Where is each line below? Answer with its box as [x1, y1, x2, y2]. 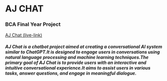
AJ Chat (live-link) [5, 32, 42, 38]
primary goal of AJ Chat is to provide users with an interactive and [5, 59, 147, 65]
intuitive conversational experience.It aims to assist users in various [5, 65, 151, 71]
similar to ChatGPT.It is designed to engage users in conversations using [5, 49, 161, 55]
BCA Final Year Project [5, 21, 61, 28]
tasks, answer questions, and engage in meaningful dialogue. [5, 70, 137, 76]
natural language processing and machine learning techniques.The [5, 54, 149, 60]
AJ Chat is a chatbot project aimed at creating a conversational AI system [5, 43, 163, 50]
